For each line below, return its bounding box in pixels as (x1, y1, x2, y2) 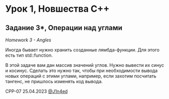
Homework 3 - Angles (5, 37, 51, 43)
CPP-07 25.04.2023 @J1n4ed (5, 88, 68, 94)
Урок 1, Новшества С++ (5, 3, 110, 15)
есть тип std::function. (5, 52, 53, 58)
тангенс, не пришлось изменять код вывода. (5, 79, 103, 84)
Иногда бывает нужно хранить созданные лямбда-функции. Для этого (5, 47, 160, 53)
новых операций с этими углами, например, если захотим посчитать (5, 73, 157, 79)
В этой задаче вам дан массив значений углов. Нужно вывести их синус (5, 62, 164, 68)
